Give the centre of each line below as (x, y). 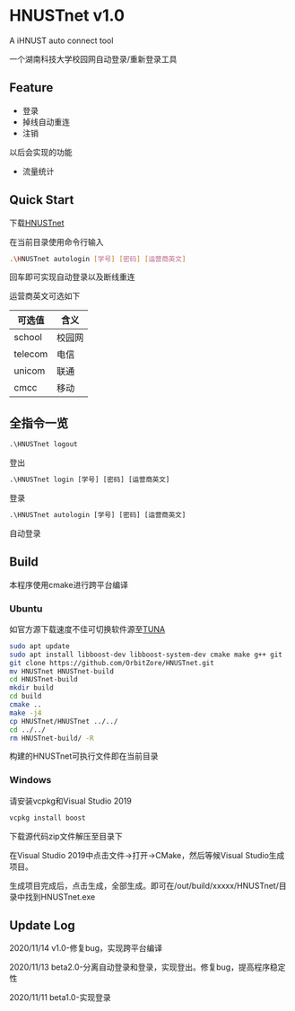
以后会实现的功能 (41, 152)
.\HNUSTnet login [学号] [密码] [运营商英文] (90, 480)
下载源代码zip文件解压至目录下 (66, 836)
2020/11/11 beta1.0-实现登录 (60, 998)
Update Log (43, 926)
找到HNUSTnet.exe (60, 897)
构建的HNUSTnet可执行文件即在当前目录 (84, 756)
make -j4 (26, 713)
